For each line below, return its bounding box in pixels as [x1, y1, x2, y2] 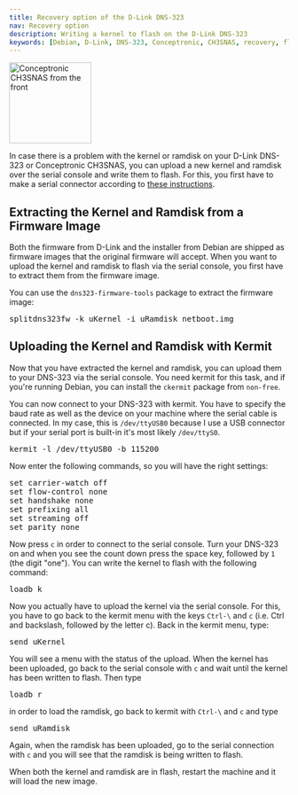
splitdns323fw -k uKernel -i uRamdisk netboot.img [9, 314, 234, 324]
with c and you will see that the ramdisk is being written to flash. [9, 749, 244, 760]
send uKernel [9, 636, 67, 647]
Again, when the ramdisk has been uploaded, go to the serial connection [9, 739, 275, 750]
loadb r [9, 689, 43, 699]
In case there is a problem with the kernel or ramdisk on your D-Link [9, 151, 258, 161]
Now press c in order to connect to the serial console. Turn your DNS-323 [9, 538, 279, 549]
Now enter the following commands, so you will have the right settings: [9, 460, 269, 471]
